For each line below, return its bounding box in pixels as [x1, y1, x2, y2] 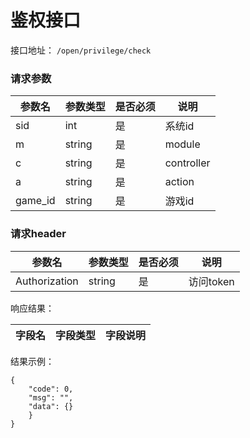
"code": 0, [28, 384, 74, 394]
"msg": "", [28, 392, 74, 403]
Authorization [15, 274, 79, 288]
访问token [188, 274, 235, 288]
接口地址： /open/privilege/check [10, 44, 152, 56]
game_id [15, 194, 56, 208]
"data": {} [28, 401, 74, 411]
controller [164, 156, 211, 170]
